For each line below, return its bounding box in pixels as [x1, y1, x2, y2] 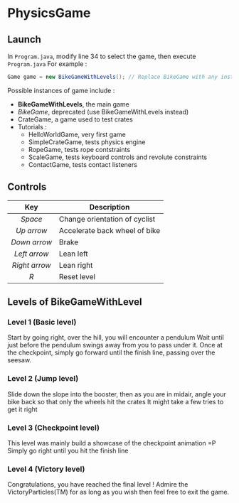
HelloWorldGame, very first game [28, 130, 126, 139]
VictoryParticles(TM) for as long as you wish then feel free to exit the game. [7, 488, 230, 497]
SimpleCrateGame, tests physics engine [28, 137, 146, 146]
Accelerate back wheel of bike [58, 225, 161, 235]
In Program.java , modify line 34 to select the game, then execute [7, 52, 196, 60]
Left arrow [14, 249, 49, 259]
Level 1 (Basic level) [7, 318, 77, 327]
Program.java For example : [7, 60, 87, 68]
